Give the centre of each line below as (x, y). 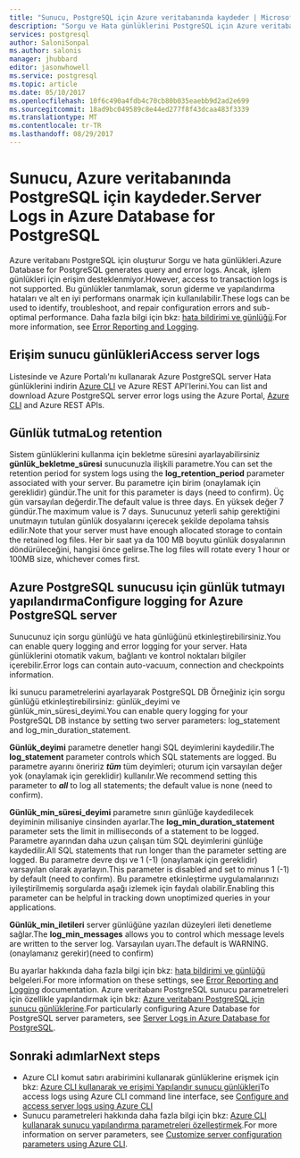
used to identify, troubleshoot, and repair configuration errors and (130, 307)
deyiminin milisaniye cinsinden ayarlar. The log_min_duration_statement (142, 822)
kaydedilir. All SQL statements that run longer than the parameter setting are (148, 850)
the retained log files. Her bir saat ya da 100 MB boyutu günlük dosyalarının (147, 540)
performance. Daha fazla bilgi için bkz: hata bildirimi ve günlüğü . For (163, 317)
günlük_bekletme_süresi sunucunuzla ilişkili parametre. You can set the (141, 464)
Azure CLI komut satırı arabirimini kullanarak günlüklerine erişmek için (150, 1077)
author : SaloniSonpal (50, 43)
